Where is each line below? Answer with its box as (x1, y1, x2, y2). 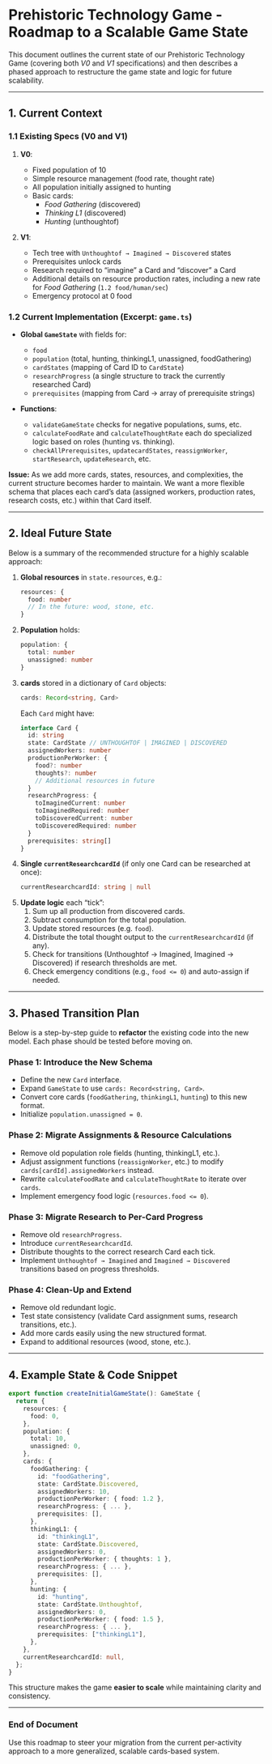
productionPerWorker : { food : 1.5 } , (37, 1615, 164, 1624)
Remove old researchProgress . (19, 1230, 122, 1239)
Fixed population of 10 (32, 164, 107, 175)
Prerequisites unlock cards (32, 257, 121, 266)
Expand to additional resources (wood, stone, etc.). (19, 1337, 192, 1347)
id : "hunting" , (37, 1592, 89, 1600)
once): (19, 868, 42, 878)
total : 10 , (29, 1435, 67, 1443)
